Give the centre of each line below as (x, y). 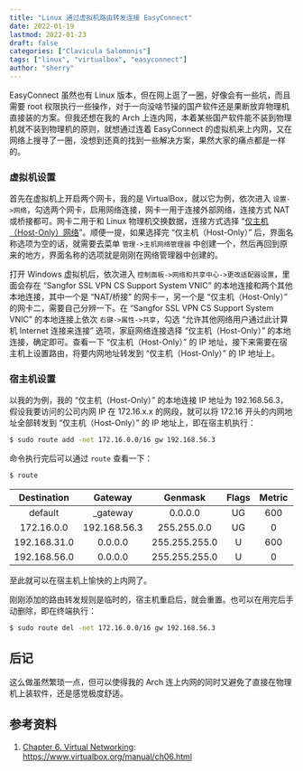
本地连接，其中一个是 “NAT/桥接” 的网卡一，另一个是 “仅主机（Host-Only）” (149, 297)
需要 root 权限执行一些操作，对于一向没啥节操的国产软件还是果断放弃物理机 (150, 106)
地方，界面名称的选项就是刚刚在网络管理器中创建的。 (124, 255)
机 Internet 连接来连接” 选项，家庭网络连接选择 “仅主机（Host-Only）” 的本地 (150, 331)
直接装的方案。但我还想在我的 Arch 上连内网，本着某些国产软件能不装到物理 (151, 118)
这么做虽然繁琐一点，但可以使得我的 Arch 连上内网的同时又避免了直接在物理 (151, 682)
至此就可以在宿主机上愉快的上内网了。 (80, 580)
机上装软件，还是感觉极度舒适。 (69, 693)
